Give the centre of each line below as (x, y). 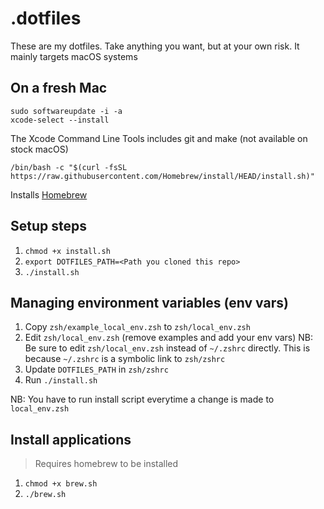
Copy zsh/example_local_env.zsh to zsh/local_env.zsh (137, 327)
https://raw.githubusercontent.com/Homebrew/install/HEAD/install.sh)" (162, 176)
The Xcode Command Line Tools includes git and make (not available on (159, 138)
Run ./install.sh (61, 380)
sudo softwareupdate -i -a (66, 111)
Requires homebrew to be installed (106, 464)
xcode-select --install (60, 120)
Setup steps (48, 226)
